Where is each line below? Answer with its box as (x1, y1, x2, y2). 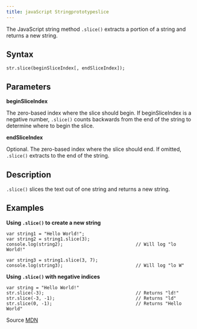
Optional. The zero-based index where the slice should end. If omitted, (6, 145, 182, 153)
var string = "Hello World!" (6, 284, 80, 290)
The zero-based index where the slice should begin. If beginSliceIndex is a (6, 109, 192, 117)
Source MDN (6, 316, 39, 324)
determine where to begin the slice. (6, 122, 95, 130)
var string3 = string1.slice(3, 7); (6, 257, 98, 263)
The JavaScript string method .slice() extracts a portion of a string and (6, 25, 186, 33)
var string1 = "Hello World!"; (6, 231, 85, 237)
